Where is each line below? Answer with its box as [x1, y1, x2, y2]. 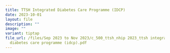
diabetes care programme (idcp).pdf [10, 40, 87, 45]
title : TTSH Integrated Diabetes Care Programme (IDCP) [5, 7, 125, 13]
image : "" [5, 26, 26, 31]
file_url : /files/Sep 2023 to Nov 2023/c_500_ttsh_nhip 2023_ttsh [5, 36, 148, 41]
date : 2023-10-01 [5, 12, 42, 17]
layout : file [5, 17, 33, 22]
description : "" [5, 21, 39, 27]
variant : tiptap [5, 31, 39, 36]
